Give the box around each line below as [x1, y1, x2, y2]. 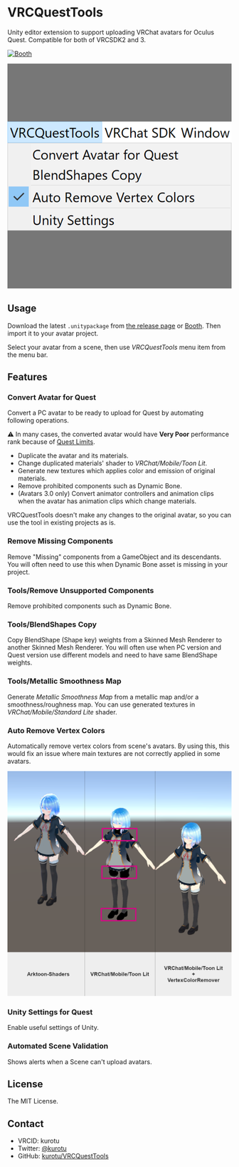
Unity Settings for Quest [7, 1007, 93, 1017]
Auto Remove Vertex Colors [7, 725, 105, 735]
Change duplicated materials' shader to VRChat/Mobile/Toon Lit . [17, 459, 208, 468]
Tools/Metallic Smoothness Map [7, 676, 122, 686]
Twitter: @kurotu [17, 1144, 68, 1153]
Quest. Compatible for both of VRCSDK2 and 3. [7, 35, 147, 44]
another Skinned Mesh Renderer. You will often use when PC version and [7, 643, 222, 652]
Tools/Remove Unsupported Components [7, 585, 154, 595]
